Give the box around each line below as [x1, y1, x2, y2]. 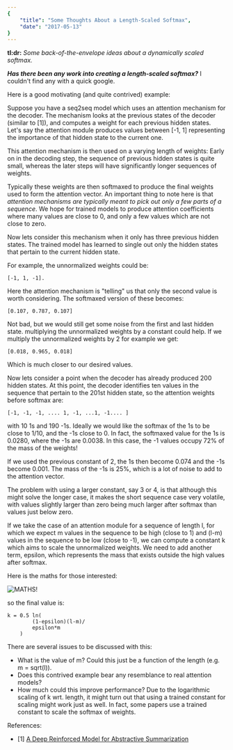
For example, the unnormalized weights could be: [7, 262, 149, 270]
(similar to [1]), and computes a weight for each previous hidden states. [7, 119, 211, 127]
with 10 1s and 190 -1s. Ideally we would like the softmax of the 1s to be [7, 422, 210, 430]
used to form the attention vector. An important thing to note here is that [7, 190, 214, 198]
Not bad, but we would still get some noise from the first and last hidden [7, 320, 214, 328]
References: [7, 721, 42, 730]
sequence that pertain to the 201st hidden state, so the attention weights [7, 389, 215, 397]
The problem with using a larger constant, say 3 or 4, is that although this [7, 486, 217, 494]
